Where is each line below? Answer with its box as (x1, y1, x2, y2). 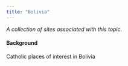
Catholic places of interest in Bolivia (6, 53, 95, 60)
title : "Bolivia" (6, 8, 50, 15)
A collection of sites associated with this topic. (6, 25, 123, 33)
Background (6, 39, 38, 47)
